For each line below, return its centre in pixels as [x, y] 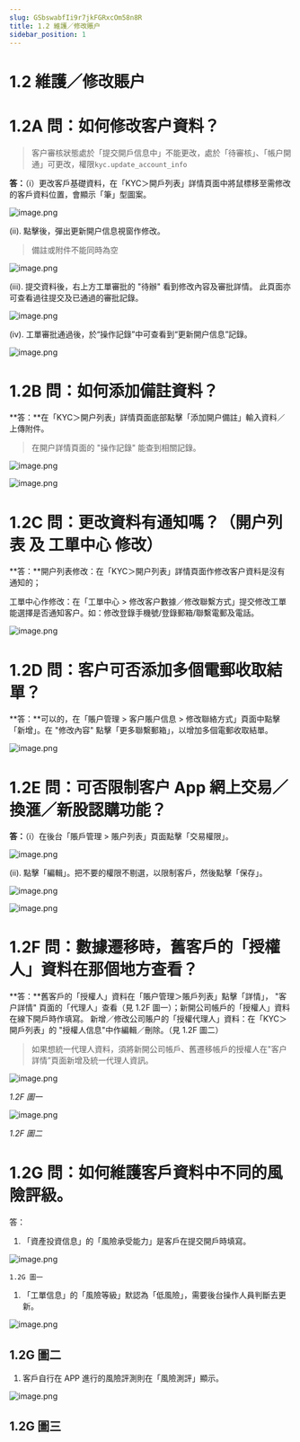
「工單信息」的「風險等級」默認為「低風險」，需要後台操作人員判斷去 [150, 1296]
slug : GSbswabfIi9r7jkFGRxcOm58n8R [76, 18]
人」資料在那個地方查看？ [104, 970]
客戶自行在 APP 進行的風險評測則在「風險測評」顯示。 [123, 1378]
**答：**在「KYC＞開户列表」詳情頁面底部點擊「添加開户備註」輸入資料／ [147, 418]
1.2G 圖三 [35, 1426]
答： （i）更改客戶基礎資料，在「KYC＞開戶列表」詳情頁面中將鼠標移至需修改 [150, 183]
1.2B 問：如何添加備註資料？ [114, 391]
